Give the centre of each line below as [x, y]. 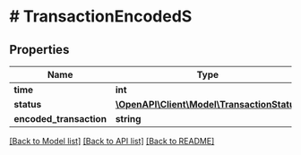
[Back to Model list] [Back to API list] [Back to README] [112, 141]
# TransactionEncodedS [101, 17]
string [128, 119]
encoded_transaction [60, 119]
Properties [39, 50]
